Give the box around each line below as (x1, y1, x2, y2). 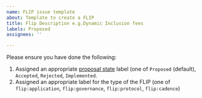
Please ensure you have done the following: (6, 54, 117, 61)
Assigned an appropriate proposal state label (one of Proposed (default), (15, 65, 196, 73)
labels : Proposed (6, 26, 51, 32)
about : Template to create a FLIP (6, 15, 95, 21)
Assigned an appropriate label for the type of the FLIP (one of (15, 79, 171, 86)
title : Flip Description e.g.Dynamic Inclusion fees (6, 20, 144, 26)
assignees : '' (6, 32, 43, 38)
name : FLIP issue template (6, 9, 75, 15)
